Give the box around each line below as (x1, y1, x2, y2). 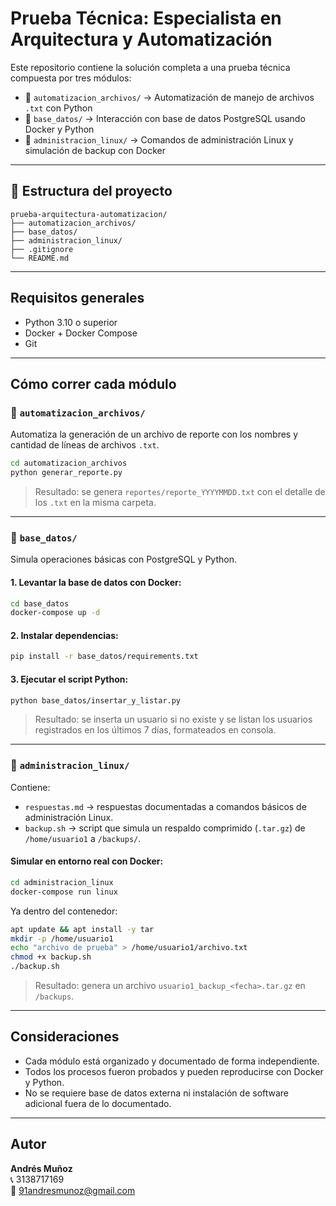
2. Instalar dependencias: (10, 629, 119, 641)
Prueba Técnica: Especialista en (10, 7, 282, 30)
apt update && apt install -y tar (10, 924, 155, 934)
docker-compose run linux (10, 887, 118, 897)
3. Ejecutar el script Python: (10, 673, 129, 685)
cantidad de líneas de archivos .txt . (10, 439, 160, 451)
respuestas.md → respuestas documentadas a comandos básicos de (24, 800, 307, 812)
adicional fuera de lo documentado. (24, 1097, 172, 1109)
